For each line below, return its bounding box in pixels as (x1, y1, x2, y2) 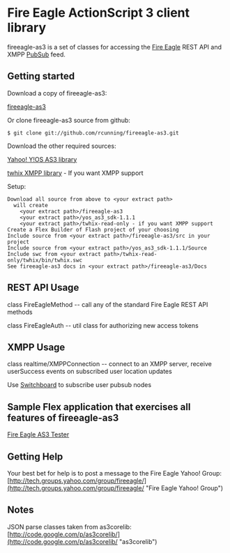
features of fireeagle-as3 (7, 411, 119, 423)
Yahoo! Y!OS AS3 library (7, 155, 77, 163)
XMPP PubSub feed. (7, 50, 66, 59)
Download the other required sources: (7, 142, 116, 150)
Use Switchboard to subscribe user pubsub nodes (7, 381, 152, 389)
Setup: (7, 182, 26, 190)
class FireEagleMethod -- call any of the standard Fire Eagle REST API (7, 300, 208, 308)
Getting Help (7, 450, 63, 462)
